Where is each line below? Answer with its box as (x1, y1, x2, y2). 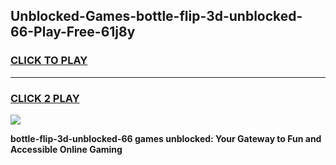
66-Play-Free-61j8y (10, 24, 136, 41)
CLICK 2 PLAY (10, 91, 80, 105)
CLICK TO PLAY (10, 54, 88, 68)
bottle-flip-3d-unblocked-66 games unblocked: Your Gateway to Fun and (10, 132, 322, 144)
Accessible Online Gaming (10, 143, 123, 155)
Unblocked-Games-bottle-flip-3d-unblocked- (10, 8, 303, 25)
